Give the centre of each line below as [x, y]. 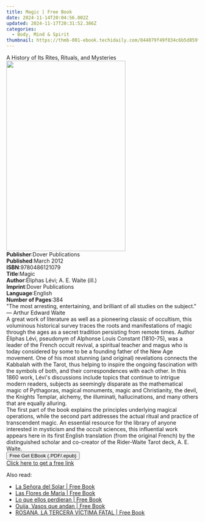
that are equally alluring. [37, 403]
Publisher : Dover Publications [43, 254]
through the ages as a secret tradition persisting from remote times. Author [101, 332]
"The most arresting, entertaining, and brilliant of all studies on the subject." [102, 306]
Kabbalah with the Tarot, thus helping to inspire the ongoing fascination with [102, 364]
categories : [21, 29]
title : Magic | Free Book [39, 12]
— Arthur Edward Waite [36, 312]
